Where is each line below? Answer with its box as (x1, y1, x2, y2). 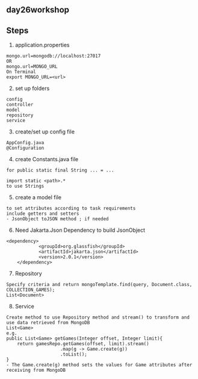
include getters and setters (6, 211, 79, 217)
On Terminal (6, 69, 36, 75)
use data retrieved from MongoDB (6, 320, 90, 326)
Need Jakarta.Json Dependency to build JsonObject (14, 226, 146, 234)
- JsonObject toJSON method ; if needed (6, 216, 110, 222)
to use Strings (6, 183, 45, 189)
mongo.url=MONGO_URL (6, 63, 58, 70)
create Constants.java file (14, 156, 79, 163)
